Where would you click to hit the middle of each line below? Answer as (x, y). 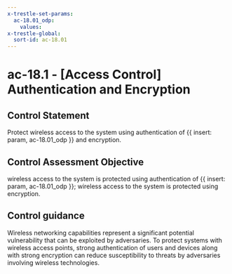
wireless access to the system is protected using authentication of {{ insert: (116, 178)
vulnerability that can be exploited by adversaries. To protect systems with (115, 240)
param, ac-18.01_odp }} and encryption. (64, 140)
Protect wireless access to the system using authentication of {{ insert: (110, 132)
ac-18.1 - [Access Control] (84, 75)
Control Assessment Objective (76, 162)
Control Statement (48, 116)
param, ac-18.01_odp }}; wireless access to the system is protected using (113, 186)
